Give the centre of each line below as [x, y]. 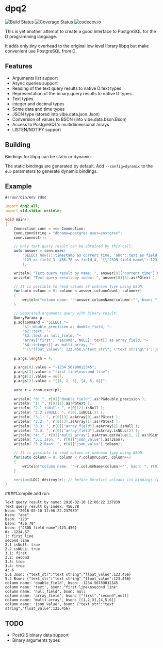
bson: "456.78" [20, 524]
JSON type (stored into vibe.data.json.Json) [56, 114]
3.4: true [15, 566]
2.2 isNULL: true [23, 549]
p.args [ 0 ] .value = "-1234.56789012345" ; [55, 367]
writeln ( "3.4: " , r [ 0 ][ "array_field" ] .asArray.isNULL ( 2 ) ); [77, 431]
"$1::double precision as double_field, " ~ [67, 327]
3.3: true [15, 562]
